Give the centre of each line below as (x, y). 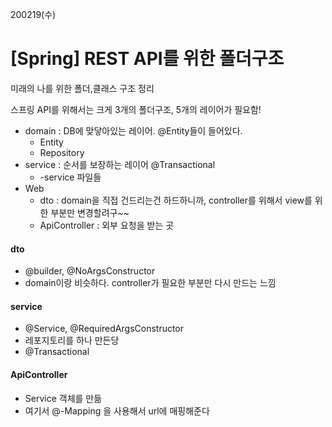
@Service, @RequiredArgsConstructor (104, 329)
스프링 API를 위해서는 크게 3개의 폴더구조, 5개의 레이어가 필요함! (136, 109)
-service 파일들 (70, 177)
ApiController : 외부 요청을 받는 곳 (107, 225)
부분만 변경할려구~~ (90, 212)
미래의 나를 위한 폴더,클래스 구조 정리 (82, 88)
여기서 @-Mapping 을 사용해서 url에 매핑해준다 (117, 410)
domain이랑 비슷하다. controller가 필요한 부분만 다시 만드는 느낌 (150, 283)
